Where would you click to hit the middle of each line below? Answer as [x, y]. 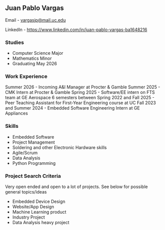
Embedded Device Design [39, 201]
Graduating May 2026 [35, 64]
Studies [15, 42]
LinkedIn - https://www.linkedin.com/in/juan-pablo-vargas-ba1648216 [76, 30]
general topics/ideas [26, 192]
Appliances [17, 114]
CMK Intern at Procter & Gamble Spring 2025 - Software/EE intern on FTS [80, 92]
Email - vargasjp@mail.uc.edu [35, 20]
